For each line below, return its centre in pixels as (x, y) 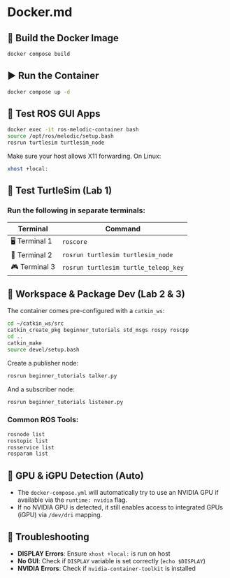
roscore (74, 242)
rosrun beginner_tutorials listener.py (65, 402)
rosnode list (26, 434)
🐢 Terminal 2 (31, 254)
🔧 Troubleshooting (48, 536)
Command (123, 229)
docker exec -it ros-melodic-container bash (73, 130)
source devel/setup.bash (43, 349)
